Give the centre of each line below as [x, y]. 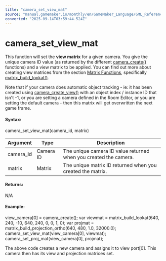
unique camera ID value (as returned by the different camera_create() [76, 62]
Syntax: [13, 119]
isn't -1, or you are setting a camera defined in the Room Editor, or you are [80, 98]
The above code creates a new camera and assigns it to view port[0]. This [81, 248]
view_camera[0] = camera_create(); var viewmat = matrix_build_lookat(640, [82, 218]
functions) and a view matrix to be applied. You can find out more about [78, 67]
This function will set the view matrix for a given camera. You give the [77, 57]
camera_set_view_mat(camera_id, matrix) [47, 130]
